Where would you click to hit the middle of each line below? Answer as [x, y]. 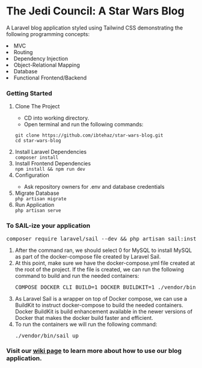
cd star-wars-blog [38, 141]
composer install [37, 158]
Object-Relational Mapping [47, 65]
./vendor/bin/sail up [47, 336]
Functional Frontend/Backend [50, 78]
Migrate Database [37, 193]
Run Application [35, 205]
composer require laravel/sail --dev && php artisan [86, 238]
